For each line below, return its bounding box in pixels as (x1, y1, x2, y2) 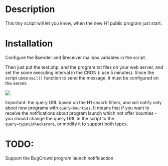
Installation (5, 38, 53, 49)
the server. (5, 80, 28, 86)
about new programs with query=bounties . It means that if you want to (5, 105, 149, 111)
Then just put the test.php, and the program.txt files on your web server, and (5, 64, 163, 70)
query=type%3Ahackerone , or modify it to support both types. (5, 121, 128, 127)
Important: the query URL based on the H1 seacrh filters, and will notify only (5, 99, 162, 105)
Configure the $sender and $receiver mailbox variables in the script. (5, 54, 146, 60)
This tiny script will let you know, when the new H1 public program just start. (5, 20, 162, 26)
